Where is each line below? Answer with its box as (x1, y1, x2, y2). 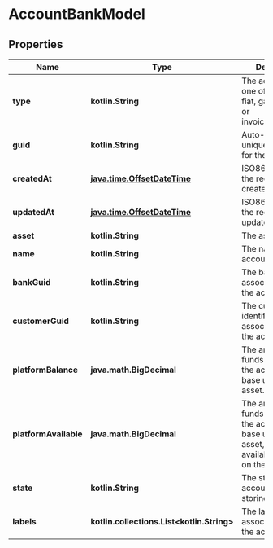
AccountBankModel (8, 5, 146, 24)
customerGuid (12, 315, 69, 327)
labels (12, 516, 37, 527)
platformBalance (12, 364, 79, 375)
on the (241, 459, 266, 470)
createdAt (12, 173, 53, 184)
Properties (8, 37, 63, 51)
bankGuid (12, 277, 51, 287)
